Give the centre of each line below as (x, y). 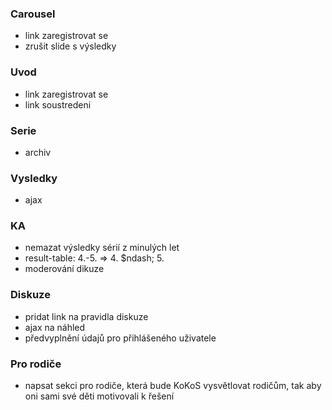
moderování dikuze (64, 269)
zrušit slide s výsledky (70, 46)
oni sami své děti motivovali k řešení (99, 396)
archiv (38, 152)
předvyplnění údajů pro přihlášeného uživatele (120, 338)
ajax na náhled (55, 327)
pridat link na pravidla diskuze (86, 316)
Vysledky (34, 178)
